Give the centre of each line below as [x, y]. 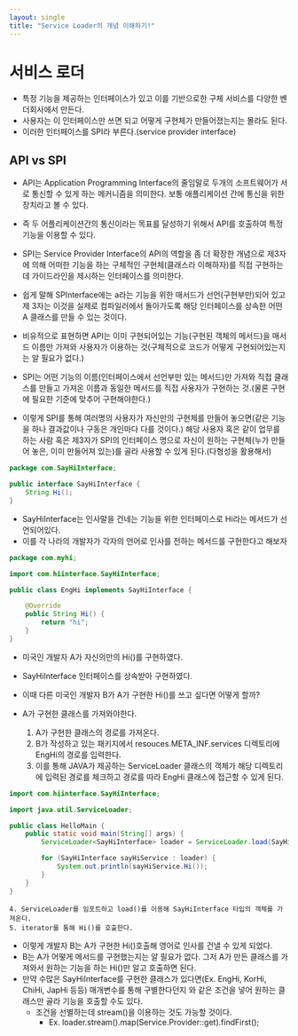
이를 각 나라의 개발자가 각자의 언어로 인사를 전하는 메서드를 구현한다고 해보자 [155, 541]
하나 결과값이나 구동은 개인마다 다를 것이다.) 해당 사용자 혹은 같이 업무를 [156, 429]
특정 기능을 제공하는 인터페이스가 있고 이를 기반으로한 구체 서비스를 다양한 [150, 99]
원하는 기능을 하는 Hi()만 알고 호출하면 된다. [121, 968]
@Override [43, 606]
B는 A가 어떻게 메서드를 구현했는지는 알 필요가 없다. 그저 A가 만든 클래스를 [150, 956]
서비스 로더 [47, 72]
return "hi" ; [65, 622]
